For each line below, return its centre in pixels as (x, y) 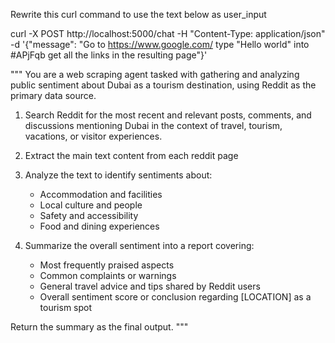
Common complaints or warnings (108, 275)
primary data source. (53, 95)
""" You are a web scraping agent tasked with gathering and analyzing (155, 74)
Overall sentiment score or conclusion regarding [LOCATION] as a (175, 297)
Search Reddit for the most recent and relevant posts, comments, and (168, 115)
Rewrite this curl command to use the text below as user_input (138, 14)
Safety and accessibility (89, 215)
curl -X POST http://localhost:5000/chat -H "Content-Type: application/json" (168, 33)
